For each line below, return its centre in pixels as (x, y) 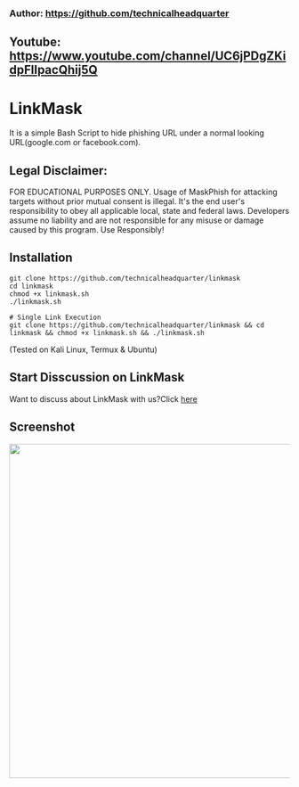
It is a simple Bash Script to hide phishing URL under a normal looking (137, 133)
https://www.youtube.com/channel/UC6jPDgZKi (148, 56)
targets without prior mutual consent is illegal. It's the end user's (127, 201)
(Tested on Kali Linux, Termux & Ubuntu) (83, 349)
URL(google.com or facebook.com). (75, 143)
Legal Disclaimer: (59, 171)
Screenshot (42, 427)
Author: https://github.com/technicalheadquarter (119, 13)
